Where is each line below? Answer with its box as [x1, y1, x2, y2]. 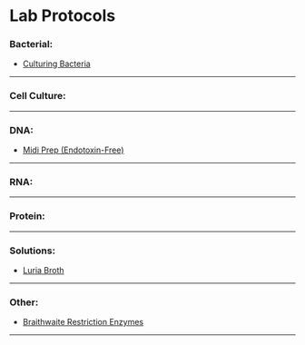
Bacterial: [9, 38, 54, 51]
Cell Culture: [9, 90, 66, 103]
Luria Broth [22, 264, 65, 275]
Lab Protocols [9, 5, 116, 26]
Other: [9, 296, 39, 309]
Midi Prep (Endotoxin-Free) [22, 144, 124, 155]
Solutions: [9, 244, 56, 257]
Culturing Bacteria [22, 58, 91, 69]
